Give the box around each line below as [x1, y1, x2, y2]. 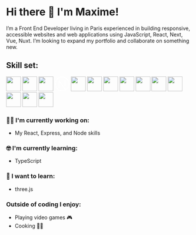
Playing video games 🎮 [14, 214, 72, 221]
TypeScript [14, 157, 42, 164]
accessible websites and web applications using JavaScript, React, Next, [6, 31, 183, 38]
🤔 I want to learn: [6, 172, 55, 180]
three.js [14, 185, 34, 193]
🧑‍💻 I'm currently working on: [6, 116, 90, 124]
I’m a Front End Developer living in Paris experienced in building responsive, [6, 25, 190, 32]
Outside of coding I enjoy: [6, 200, 81, 208]
